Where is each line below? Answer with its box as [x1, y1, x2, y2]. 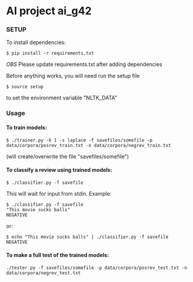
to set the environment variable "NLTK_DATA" [6, 94, 118, 102]
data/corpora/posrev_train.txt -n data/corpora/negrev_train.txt [6, 142, 171, 148]
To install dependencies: [6, 39, 67, 46]
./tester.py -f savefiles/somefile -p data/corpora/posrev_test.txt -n [6, 265, 187, 271]
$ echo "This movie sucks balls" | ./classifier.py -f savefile [6, 234, 169, 240]
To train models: [6, 124, 48, 131]
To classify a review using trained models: [6, 167, 113, 174]
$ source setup [6, 84, 44, 90]
